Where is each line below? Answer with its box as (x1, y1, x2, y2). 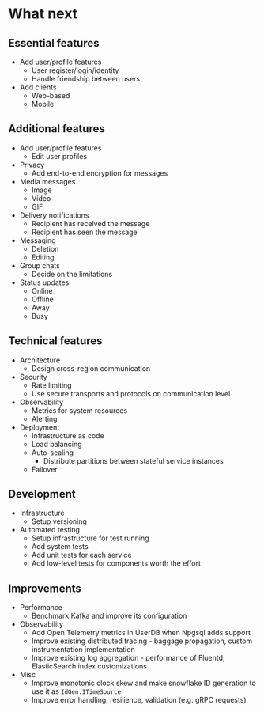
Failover (31, 464, 58, 474)
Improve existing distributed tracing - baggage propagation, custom (31, 636, 253, 646)
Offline (31, 294, 54, 304)
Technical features (8, 334, 103, 348)
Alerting (31, 414, 58, 423)
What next (8, 5, 78, 23)
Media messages (19, 176, 76, 186)
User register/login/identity (31, 66, 119, 75)
